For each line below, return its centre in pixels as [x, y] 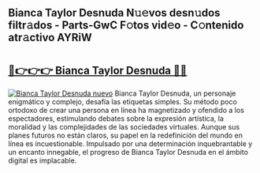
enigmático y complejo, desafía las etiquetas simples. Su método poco [123, 102]
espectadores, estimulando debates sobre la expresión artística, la [116, 118]
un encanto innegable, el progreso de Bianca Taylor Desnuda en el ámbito [128, 152]
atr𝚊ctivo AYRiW [50, 38]
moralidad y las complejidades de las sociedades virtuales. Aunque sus [124, 127]
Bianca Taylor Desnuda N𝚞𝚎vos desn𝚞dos [114, 13]
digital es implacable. [43, 160]
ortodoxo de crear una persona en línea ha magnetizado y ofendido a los [126, 110]
